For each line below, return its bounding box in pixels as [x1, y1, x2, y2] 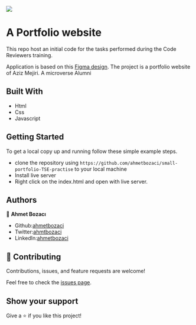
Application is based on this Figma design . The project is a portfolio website [6, 63, 191, 70]
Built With [6, 86, 43, 97]
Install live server [14, 171, 56, 178]
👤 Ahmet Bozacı [6, 210, 46, 218]
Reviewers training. [6, 51, 53, 58]
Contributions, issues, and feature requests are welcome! [6, 268, 146, 275]
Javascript [14, 115, 41, 122]
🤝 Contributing [6, 252, 61, 262]
